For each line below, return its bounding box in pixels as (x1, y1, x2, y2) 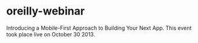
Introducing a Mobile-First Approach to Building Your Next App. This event (6, 24, 192, 31)
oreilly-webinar (6, 4, 85, 18)
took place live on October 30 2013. (6, 30, 96, 38)
